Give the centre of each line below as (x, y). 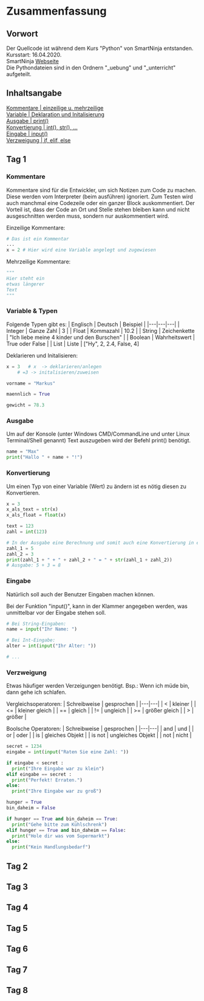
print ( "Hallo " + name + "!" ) (45, 458)
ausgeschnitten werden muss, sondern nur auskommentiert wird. (88, 216)
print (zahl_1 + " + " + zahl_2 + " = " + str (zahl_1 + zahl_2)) (89, 560)
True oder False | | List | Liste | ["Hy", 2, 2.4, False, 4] (73, 344)
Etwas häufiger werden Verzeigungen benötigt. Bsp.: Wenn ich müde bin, (98, 686)
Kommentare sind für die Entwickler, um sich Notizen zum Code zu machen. (101, 190)
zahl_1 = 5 (20, 548)
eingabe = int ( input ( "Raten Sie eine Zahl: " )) (68, 752)
